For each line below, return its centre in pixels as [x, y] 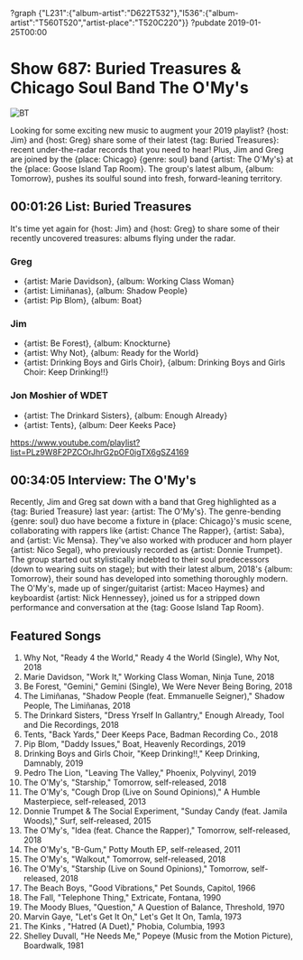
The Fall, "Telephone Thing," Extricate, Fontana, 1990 [122, 898]
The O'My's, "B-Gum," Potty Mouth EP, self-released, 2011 [132, 850]
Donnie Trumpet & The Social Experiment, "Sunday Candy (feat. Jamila [155, 811]
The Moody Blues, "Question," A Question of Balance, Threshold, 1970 [154, 908]
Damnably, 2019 [53, 763]
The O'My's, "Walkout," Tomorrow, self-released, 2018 [124, 859]
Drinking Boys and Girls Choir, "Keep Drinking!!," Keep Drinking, [142, 754]
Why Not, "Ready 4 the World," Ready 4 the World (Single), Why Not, [151, 657]
